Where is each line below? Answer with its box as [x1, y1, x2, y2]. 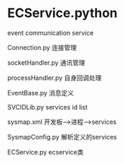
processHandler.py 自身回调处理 [7, 73, 102, 82]
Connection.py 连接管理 [7, 43, 77, 51]
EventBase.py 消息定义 [7, 88, 74, 97]
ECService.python [7, 5, 118, 21]
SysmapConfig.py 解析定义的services [7, 132, 117, 141]
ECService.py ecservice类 [7, 147, 84, 156]
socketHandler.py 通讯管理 [7, 58, 86, 67]
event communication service [7, 28, 94, 37]
